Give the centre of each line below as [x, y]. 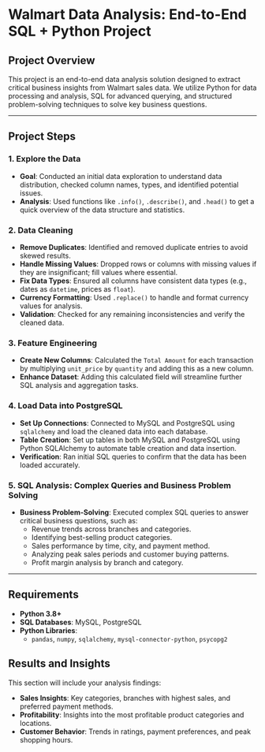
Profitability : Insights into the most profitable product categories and [132, 714]
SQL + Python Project [80, 31]
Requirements [43, 595]
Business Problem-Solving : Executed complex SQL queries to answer [134, 512]
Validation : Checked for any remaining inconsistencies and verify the [132, 314]
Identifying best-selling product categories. [102, 537]
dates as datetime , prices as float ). [77, 289]
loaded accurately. [50, 465]
